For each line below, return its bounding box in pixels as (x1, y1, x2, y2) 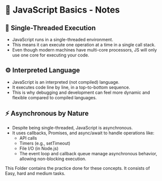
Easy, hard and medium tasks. (5, 170, 66, 176)
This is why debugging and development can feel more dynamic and (12, 90, 150, 95)
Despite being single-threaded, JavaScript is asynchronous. (12, 125, 133, 130)
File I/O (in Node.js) (19, 145, 59, 151)
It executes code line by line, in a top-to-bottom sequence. (12, 84, 130, 90)
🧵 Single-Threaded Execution (5, 24, 96, 32)
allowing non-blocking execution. (19, 156, 86, 162)
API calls (19, 135, 38, 141)
